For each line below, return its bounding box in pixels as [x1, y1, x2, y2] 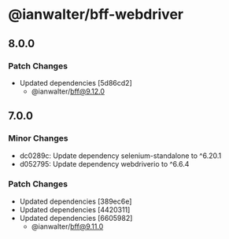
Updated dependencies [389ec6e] [19, 197, 132, 206]
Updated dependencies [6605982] [19, 213, 133, 222]
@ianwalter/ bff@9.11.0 [31, 222, 104, 231]
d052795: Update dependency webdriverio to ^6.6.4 [19, 159, 190, 168]
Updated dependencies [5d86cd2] [19, 78, 132, 87]
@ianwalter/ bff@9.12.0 [31, 86, 105, 96]
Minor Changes [8, 133, 68, 144]
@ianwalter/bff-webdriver [8, 6, 183, 24]
